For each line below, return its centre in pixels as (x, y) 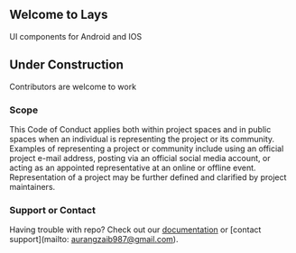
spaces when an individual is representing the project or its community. (142, 139)
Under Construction (66, 65)
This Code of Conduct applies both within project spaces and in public (140, 129)
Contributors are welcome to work (73, 86)
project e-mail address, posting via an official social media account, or (140, 158)
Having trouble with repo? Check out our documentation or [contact (135, 230)
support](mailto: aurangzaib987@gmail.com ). (94, 239)
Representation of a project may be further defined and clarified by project (148, 177)
